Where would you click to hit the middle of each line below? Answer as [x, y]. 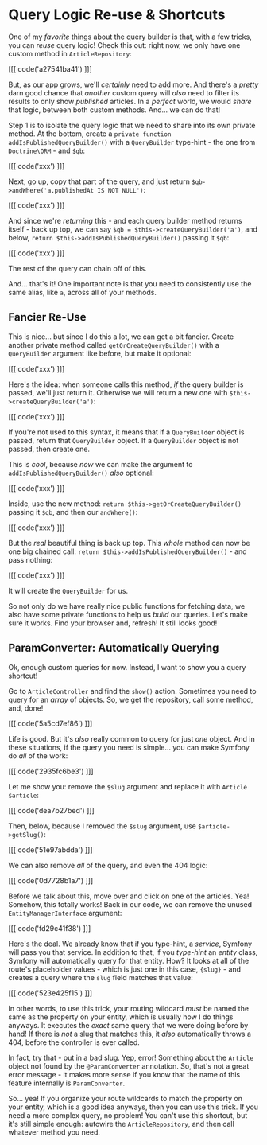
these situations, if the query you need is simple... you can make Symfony [129, 747]
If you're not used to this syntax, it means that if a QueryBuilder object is [126, 432]
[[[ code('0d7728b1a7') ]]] [51, 880]
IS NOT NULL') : [121, 189]
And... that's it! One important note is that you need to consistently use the [130, 283]
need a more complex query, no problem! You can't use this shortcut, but [128, 1115]
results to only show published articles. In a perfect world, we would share [130, 101]
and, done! [26, 708]
